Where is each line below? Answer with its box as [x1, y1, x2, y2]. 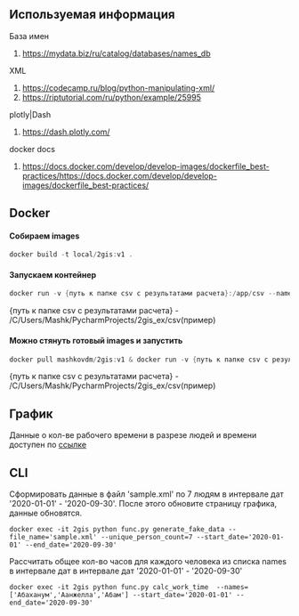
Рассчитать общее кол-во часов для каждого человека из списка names [9, 556, 287, 567]
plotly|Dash [9, 109, 52, 119]
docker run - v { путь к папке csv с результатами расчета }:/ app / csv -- [9, 289, 277, 298]
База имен [9, 30, 50, 41]
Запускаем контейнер [9, 269, 97, 280]
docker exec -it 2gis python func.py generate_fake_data [9, 525, 225, 534]
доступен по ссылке [9, 440, 87, 450]
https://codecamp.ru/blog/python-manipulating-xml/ [21, 82, 215, 93]
